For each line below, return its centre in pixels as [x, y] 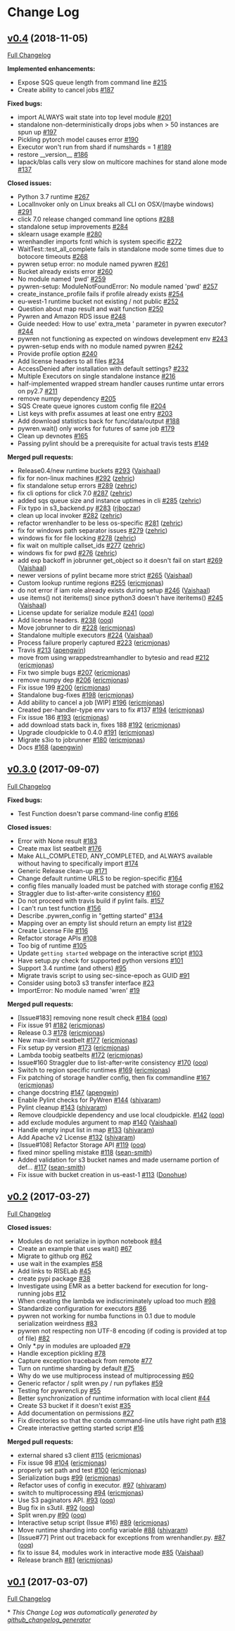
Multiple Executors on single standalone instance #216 [96, 376]
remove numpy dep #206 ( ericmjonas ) [73, 680]
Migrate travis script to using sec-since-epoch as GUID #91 [103, 975]
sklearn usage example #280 [59, 234]
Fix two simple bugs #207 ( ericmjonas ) [74, 672]
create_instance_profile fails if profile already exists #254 [101, 294]
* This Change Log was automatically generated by [82, 1613]
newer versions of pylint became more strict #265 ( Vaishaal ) [105, 575]
